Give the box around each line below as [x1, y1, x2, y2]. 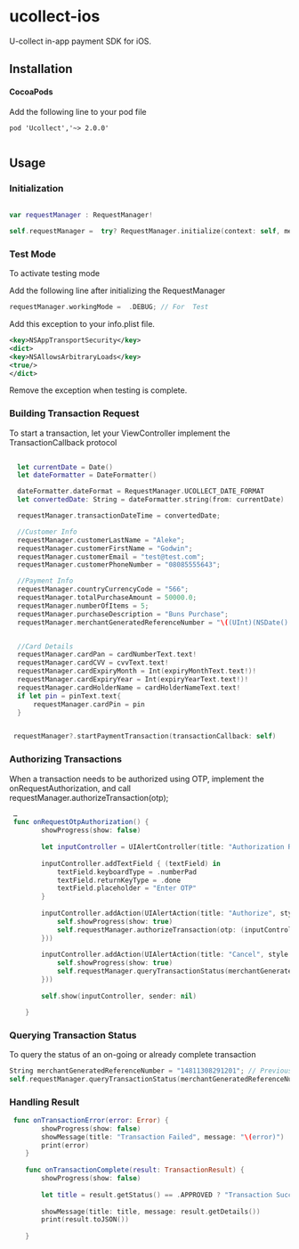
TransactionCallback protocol [9, 437, 117, 447]
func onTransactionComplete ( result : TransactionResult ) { [25, 1165, 245, 1175]
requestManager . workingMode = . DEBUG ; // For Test [9, 303, 209, 312]
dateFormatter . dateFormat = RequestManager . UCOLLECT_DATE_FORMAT [17, 487, 265, 496]
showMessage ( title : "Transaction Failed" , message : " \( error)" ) [41, 1132, 285, 1141]
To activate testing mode [9, 268, 101, 279]
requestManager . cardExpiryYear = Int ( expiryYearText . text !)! [17, 675, 249, 684]
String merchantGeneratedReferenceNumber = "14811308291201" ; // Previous [9, 1066, 293, 1075]
